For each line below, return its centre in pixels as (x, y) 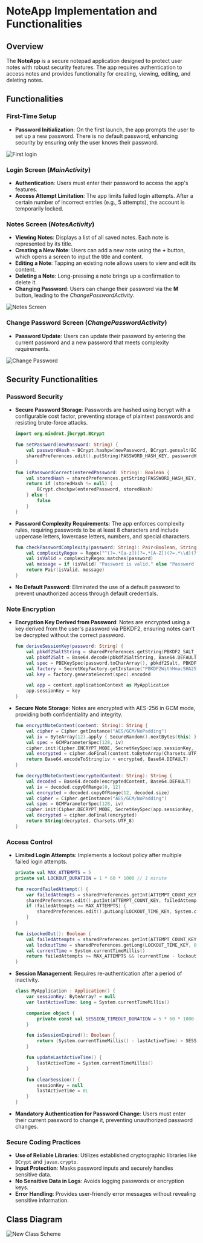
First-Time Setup (31, 116)
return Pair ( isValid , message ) (66, 570)
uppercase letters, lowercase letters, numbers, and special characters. (103, 536)
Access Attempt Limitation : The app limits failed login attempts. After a (104, 195)
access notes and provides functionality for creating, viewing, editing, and (98, 73)
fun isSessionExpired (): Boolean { (71, 1036)
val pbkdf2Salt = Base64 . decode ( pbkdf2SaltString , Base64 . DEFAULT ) (113, 657)
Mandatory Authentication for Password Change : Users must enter (100, 1114)
